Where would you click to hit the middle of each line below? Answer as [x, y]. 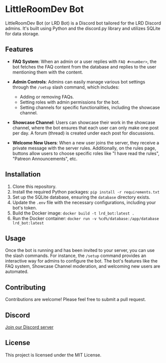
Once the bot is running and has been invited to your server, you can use [80, 250]
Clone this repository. [34, 186]
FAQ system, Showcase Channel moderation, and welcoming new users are [83, 266]
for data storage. [22, 33]
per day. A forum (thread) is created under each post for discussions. [83, 133]
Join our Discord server [29, 327]
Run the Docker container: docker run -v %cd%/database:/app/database [86, 218]
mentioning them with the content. [48, 72]
